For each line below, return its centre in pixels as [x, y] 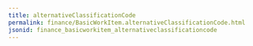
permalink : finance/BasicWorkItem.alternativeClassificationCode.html [127, 23]
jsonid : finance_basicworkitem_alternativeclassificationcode [113, 30]
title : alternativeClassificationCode [72, 15]
